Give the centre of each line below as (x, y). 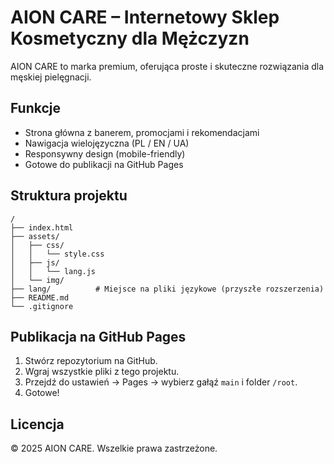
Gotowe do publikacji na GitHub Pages (104, 164)
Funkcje (36, 108)
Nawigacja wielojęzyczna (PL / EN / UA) (107, 143)
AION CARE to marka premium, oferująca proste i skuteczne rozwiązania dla (167, 66)
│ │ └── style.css (57, 254)
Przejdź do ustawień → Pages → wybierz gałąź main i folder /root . (161, 382)
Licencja (37, 424)
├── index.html (42, 227)
